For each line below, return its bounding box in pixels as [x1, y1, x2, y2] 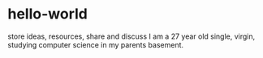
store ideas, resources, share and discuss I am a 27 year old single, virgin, [7, 31, 256, 41]
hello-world [7, 5, 88, 23]
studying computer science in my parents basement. [7, 39, 184, 49]
